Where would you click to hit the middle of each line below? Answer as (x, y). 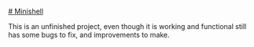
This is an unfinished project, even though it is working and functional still (127, 26)
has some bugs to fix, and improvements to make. (89, 35)
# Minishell (26, 11)
